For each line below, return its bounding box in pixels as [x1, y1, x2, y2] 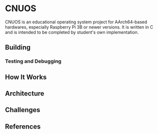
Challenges [5, 106, 40, 114]
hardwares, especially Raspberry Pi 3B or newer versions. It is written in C [5, 24, 153, 30]
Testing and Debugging [5, 58, 62, 65]
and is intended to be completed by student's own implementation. [5, 29, 139, 35]
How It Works [5, 73, 47, 81]
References [5, 122, 41, 131]
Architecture [5, 89, 45, 98]
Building [5, 43, 31, 51]
